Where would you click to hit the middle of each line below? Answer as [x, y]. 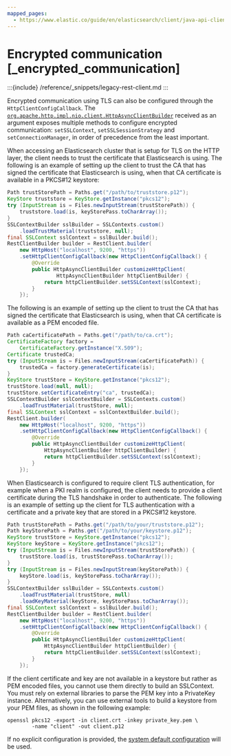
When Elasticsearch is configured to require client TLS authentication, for [111, 483]
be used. [20, 746]
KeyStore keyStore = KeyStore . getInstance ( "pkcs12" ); [86, 544]
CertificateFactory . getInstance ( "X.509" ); [81, 348]
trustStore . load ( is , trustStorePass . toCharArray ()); [97, 557]
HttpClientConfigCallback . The [52, 108]
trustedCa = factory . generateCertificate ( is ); [87, 367]
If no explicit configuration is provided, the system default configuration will [114, 739]
